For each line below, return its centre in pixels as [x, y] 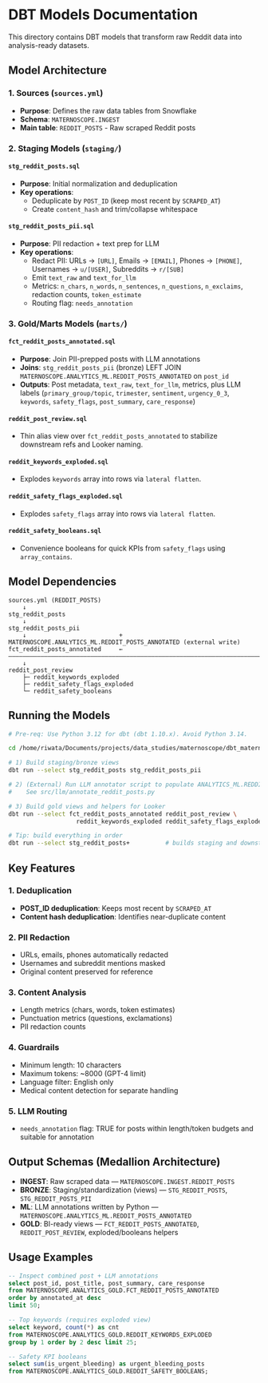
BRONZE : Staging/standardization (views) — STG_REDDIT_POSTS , [124, 1190]
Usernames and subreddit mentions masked [93, 964]
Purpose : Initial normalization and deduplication [99, 183]
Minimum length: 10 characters [71, 1065]
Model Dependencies [63, 582]
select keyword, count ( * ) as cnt [64, 1327]
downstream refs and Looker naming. [81, 444]
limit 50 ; [25, 1306]
